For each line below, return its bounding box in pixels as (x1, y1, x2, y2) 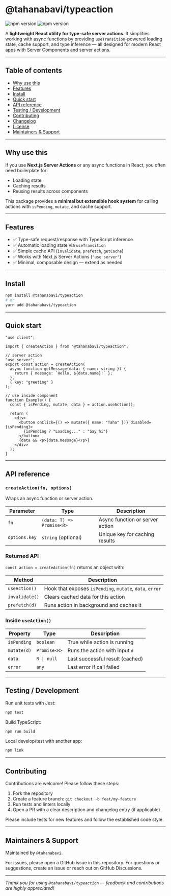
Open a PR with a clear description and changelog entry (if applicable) (12, 807, 160, 813)
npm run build (5, 729, 36, 734)
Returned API (5, 553, 39, 560)
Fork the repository (12, 790, 53, 796)
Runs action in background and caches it (44, 601, 141, 608)
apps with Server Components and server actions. (5, 46, 111, 53)
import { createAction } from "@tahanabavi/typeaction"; (5, 344, 129, 349)
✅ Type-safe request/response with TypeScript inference (12, 237, 133, 243)
